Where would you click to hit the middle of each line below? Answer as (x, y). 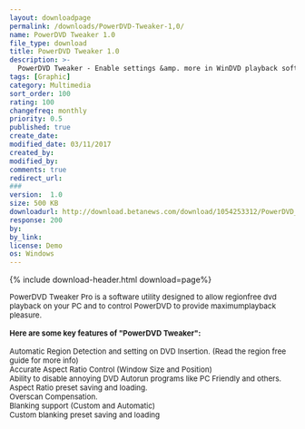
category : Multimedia (50, 85)
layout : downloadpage (50, 18)
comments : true (38, 170)
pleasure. (26, 315)
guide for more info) (44, 361)
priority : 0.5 (36, 119)
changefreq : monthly (49, 111)
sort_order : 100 (40, 93)
